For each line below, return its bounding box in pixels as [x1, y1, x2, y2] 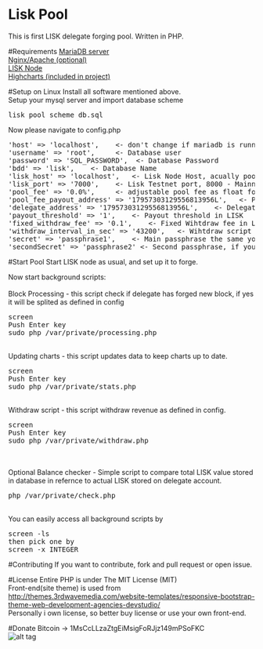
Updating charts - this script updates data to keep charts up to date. [8, 351, 228, 360]
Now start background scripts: [8, 272, 106, 282]
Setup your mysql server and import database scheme [8, 95, 184, 104]
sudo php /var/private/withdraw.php [8, 436, 149, 445]
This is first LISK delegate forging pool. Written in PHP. [8, 31, 184, 41]
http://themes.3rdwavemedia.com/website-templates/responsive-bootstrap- [8, 591, 255, 601]
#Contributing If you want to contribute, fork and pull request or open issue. [8, 560, 253, 569]
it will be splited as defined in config [8, 297, 124, 307]
